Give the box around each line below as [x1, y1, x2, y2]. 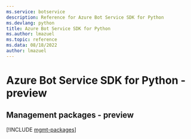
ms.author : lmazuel [6, 31, 55, 37]
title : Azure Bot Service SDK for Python [6, 25, 111, 32]
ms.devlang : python [6, 20, 55, 26]
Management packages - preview [6, 110, 134, 120]
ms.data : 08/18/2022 [6, 43, 58, 49]
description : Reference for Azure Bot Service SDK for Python [6, 14, 164, 20]
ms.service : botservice [6, 8, 66, 15]
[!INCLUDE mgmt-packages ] [6, 126, 76, 133]
